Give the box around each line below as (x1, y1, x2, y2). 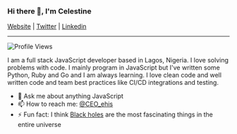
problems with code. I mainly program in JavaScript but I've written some (7, 63, 220, 72)
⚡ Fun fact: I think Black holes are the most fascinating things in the (17, 110, 213, 119)
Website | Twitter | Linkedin (7, 22, 87, 31)
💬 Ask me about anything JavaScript (17, 92, 123, 100)
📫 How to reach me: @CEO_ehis (17, 100, 114, 108)
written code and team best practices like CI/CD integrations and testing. (7, 79, 219, 87)
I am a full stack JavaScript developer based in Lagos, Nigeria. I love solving (7, 56, 229, 65)
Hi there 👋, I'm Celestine (7, 6, 92, 16)
